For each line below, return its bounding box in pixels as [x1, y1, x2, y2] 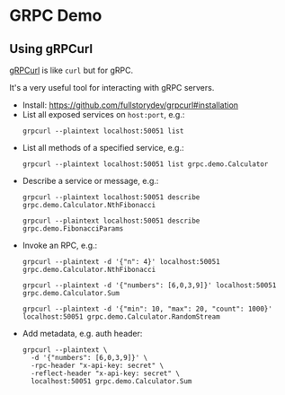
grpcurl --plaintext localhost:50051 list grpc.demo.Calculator [22, 160, 269, 169]
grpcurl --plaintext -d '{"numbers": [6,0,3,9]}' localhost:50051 [22, 281, 277, 290]
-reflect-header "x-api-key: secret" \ [31, 369, 180, 378]
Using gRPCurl [9, 41, 93, 57]
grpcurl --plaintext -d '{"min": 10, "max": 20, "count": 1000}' [22, 304, 272, 313]
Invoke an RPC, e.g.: [22, 240, 98, 250]
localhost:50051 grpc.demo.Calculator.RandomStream [22, 312, 220, 321]
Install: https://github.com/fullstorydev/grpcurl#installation [22, 100, 239, 110]
